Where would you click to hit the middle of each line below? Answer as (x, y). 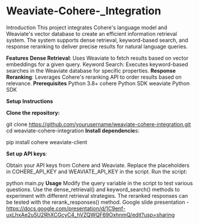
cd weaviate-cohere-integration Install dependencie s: (73, 130)
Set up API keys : (27, 154)
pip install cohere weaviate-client (47, 142)
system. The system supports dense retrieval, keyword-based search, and (97, 40)
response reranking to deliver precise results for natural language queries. (97, 46)
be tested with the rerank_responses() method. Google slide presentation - (97, 202)
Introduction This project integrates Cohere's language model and (87, 27)
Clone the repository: (33, 113)
